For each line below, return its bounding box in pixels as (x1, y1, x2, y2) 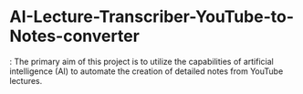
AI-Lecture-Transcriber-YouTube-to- (9, 6, 295, 27)
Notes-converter (9, 26, 140, 47)
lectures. (9, 75, 43, 86)
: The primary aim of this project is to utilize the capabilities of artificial (9, 56, 274, 67)
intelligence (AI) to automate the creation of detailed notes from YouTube (9, 66, 284, 77)
